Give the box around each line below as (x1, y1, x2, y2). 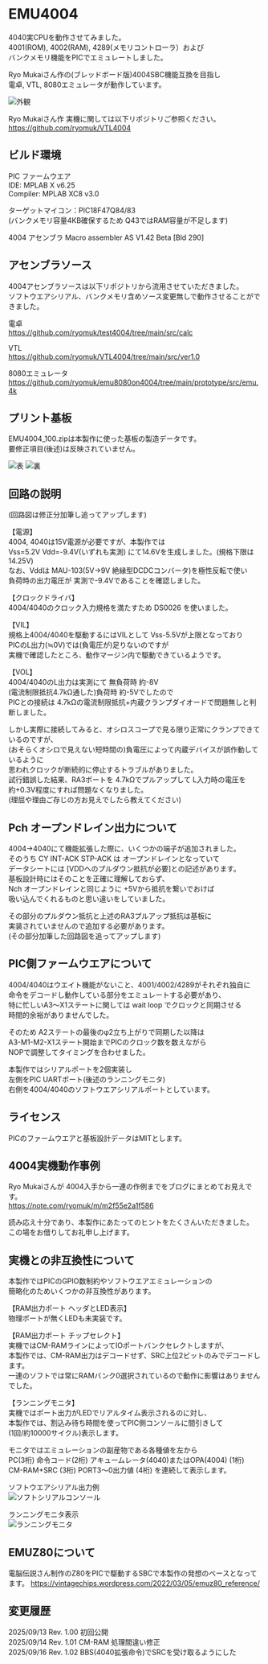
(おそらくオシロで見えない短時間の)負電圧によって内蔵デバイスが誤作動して (8, 745, 259, 755)
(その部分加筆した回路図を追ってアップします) (8, 931, 161, 941)
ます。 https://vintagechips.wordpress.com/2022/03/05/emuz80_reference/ (8, 1579, 261, 1588)
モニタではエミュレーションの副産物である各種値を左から (8, 1445, 198, 1455)
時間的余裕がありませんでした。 (8, 1010, 114, 1019)
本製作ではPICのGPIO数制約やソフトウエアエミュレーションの (8, 1276, 213, 1286)
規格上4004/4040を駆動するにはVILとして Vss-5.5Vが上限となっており (8, 630, 243, 640)
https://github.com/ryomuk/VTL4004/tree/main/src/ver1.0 (8, 352, 201, 361)
